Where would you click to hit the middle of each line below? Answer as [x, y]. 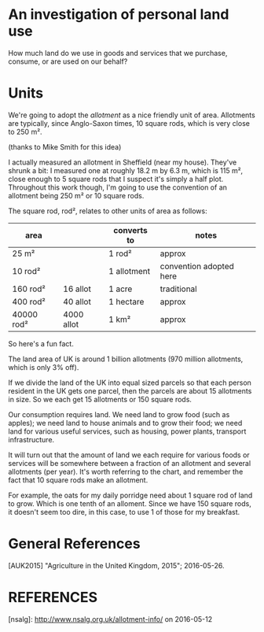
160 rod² [29, 289]
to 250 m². [25, 131]
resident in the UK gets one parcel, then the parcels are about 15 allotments [130, 390]
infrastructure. [31, 439]
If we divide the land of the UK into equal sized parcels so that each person [130, 383]
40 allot [77, 301]
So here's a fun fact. [41, 343]
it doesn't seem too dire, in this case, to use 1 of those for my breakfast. [124, 512]
